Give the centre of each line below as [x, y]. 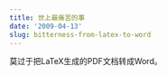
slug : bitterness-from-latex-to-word [80, 34]
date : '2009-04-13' [46, 26]
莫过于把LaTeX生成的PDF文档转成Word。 [86, 61]
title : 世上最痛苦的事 [47, 18]
